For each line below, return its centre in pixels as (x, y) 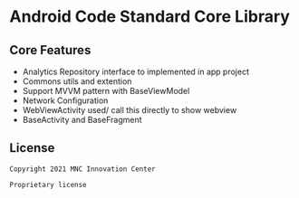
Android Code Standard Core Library (149, 17)
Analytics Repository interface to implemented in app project (135, 71)
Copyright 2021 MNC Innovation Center (82, 169)
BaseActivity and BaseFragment (82, 120)
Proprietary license (48, 184)
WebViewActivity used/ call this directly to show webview (130, 110)
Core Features (50, 50)
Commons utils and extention (77, 81)
